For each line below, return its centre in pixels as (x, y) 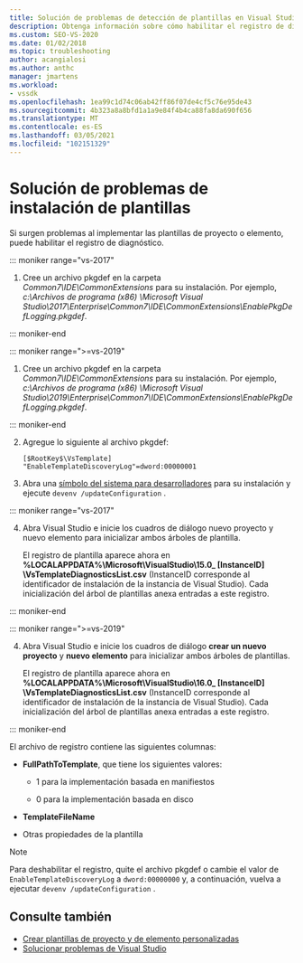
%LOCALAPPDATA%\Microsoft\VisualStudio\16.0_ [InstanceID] (143, 683)
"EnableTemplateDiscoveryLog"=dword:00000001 (109, 467)
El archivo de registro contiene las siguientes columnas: (113, 746)
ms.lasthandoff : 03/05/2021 (62, 136)
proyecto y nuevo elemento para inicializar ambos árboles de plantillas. (156, 656)
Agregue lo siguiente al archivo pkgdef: (96, 442)
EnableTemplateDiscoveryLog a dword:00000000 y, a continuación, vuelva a (145, 879)
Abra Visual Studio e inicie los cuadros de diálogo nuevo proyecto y (148, 528)
